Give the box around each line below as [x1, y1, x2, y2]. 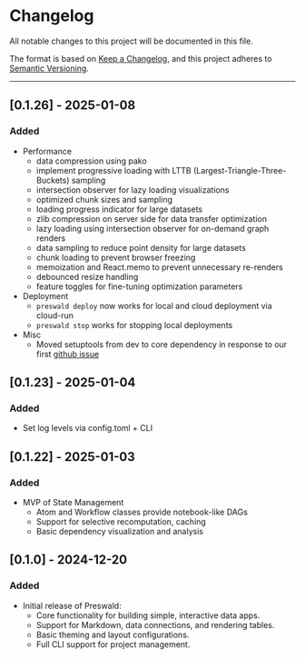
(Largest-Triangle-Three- [193, 165, 287, 175]
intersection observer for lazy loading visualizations [35, 184, 230, 195]
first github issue [35, 348, 100, 359]
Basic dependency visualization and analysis [35, 526, 204, 536]
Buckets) [35, 175, 70, 185]
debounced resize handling [35, 271, 139, 282]
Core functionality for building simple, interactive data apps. [35, 610, 261, 621]
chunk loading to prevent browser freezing [35, 252, 196, 263]
